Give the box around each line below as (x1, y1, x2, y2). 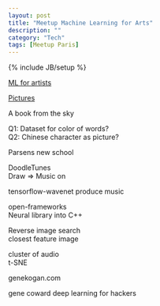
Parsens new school (8, 148, 74, 157)
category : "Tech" (8, 33, 65, 42)
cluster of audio (8, 250, 59, 259)
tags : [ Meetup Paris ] (8, 41, 80, 49)
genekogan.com (8, 274, 61, 283)
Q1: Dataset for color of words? (8, 124, 109, 134)
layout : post (8, 11, 51, 20)
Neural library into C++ (8, 210, 83, 220)
